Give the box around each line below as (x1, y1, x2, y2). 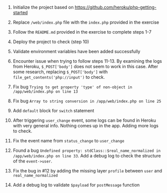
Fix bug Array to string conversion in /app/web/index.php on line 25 (12, 98, 162, 104)
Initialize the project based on (12, 5, 74, 10)
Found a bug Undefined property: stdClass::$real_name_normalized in (12, 147, 161, 153)
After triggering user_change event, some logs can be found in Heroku (12, 117, 156, 123)
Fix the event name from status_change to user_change (12, 138, 125, 143)
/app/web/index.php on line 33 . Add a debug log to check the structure (12, 153, 161, 158)
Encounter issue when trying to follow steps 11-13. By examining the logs (12, 58, 163, 64)
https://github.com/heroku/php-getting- (74, 5, 157, 10)
